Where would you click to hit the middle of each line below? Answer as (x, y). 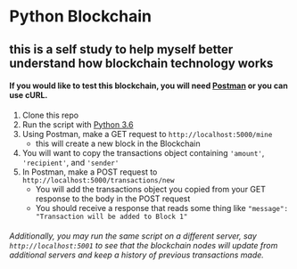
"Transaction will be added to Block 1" (111, 216)
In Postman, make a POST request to (90, 172)
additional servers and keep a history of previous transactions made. (137, 255)
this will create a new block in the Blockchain (118, 143)
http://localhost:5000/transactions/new (98, 180)
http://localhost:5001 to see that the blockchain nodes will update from (144, 246)
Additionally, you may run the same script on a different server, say (133, 236)
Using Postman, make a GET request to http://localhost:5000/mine (147, 134)
